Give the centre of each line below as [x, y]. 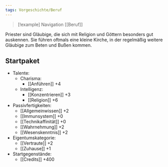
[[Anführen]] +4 [44, 84]
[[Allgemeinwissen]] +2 [45, 111]
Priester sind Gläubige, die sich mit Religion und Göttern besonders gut [79, 34]
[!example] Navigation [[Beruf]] [50, 24]
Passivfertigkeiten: [32, 106]
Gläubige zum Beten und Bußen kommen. [49, 45]
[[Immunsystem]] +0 [41, 116]
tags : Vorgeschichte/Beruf [34, 10]
